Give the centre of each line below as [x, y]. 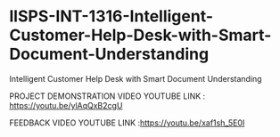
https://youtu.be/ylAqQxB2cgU [66, 105]
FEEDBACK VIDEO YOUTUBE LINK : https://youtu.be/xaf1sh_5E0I [127, 123]
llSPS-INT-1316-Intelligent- [111, 16]
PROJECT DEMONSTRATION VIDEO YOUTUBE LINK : [107, 96]
